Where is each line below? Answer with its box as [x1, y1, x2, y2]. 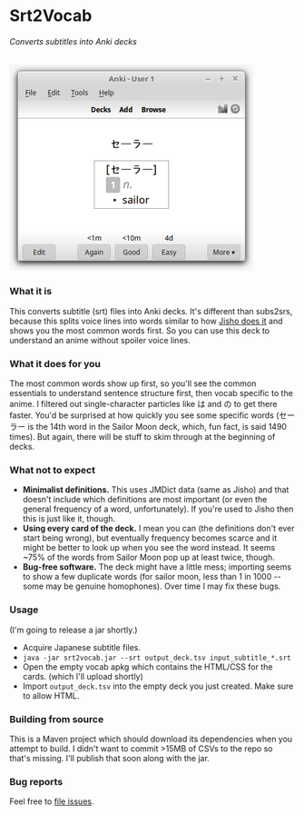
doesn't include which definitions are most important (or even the [22, 494, 268, 505]
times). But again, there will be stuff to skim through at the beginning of [9, 431, 276, 442]
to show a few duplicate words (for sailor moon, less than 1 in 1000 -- [22, 571, 281, 582]
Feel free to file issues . [9, 796, 94, 807]
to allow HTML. [22, 690, 80, 701]
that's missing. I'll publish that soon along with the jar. [9, 752, 211, 763]
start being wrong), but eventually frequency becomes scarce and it [22, 532, 278, 543]
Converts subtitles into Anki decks [9, 35, 138, 46]
